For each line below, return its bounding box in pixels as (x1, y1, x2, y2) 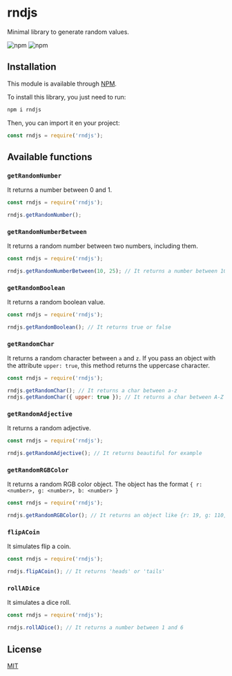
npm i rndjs (7, 106, 41, 113)
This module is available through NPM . (7, 79, 117, 88)
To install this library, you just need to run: (7, 93, 126, 101)
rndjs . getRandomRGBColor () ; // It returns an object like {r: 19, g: (7, 512, 212, 519)
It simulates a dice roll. (7, 599, 71, 607)
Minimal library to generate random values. (7, 28, 130, 36)
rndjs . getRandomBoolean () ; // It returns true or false (7, 324, 171, 331)
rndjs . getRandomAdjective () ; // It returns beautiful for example (7, 450, 202, 457)
